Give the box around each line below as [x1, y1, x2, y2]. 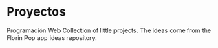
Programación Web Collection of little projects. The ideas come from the [6, 26, 211, 34]
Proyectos [6, 4, 66, 20]
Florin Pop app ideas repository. [6, 33, 97, 41]
